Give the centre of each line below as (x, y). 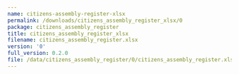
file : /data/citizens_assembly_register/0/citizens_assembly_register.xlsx (122, 60)
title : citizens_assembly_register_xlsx (68, 33)
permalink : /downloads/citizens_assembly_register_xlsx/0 (95, 20)
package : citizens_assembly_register (63, 27)
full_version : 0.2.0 (38, 54)
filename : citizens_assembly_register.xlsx (73, 40)
